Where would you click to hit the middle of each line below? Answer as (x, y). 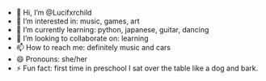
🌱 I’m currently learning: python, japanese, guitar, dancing (112, 30)
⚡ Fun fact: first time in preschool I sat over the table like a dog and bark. (137, 68)
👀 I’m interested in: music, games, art (78, 21)
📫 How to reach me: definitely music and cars (93, 47)
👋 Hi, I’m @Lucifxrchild (54, 13)
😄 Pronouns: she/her (51, 59)
